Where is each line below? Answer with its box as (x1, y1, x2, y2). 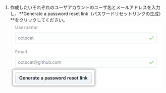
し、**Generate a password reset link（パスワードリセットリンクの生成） (10, 11, 161, 17)
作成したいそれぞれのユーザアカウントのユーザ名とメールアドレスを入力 (10, 5, 160, 10)
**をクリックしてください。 (10, 17, 68, 23)
